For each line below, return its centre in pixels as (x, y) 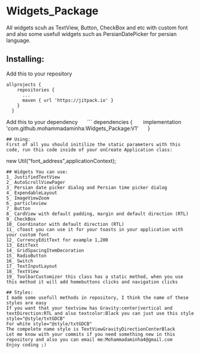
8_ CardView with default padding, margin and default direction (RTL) (97, 214)
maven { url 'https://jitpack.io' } (68, 100)
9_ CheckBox (21, 219)
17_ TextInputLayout (32, 266)
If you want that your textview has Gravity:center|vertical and (89, 308)
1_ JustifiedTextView (33, 177)
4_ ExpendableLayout (32, 193)
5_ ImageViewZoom (28, 198)
